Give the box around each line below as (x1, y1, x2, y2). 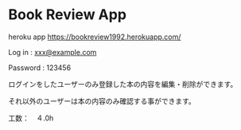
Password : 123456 (8, 62, 72, 73)
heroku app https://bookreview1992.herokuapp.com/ (8, 32, 181, 41)
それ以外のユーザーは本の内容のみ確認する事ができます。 (8, 96, 196, 105)
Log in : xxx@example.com (8, 47, 97, 57)
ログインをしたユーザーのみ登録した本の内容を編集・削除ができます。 (8, 79, 238, 89)
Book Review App (8, 6, 127, 24)
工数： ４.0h (8, 113, 54, 123)
